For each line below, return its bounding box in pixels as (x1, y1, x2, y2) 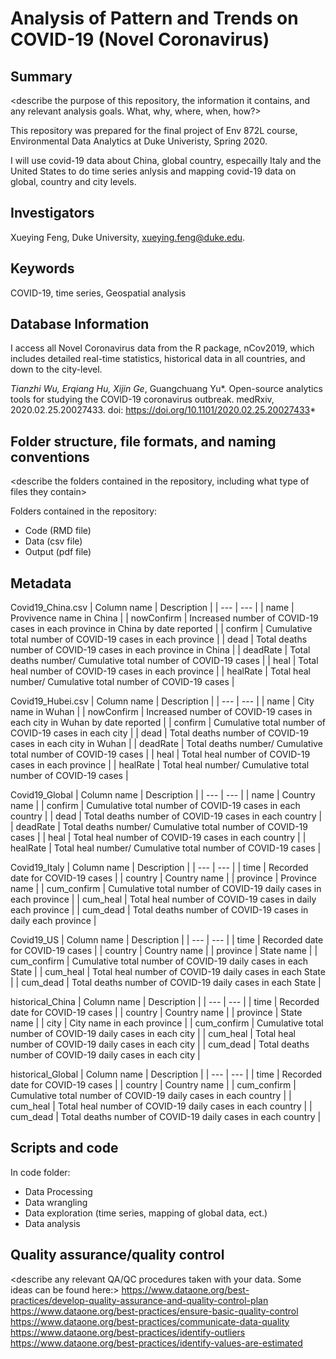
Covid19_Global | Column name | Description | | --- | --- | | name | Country (10, 789, 316, 801)
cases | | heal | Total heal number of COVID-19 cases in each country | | (10, 832, 307, 844)
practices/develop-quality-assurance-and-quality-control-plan (10, 1294, 269, 1306)
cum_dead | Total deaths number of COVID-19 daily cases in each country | (10, 1111, 322, 1123)
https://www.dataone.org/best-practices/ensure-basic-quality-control (10, 1305, 299, 1317)
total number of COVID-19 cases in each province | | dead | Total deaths (10, 633, 308, 646)
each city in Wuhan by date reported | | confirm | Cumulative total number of (10, 717, 326, 729)
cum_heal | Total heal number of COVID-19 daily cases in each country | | (10, 1100, 313, 1112)
